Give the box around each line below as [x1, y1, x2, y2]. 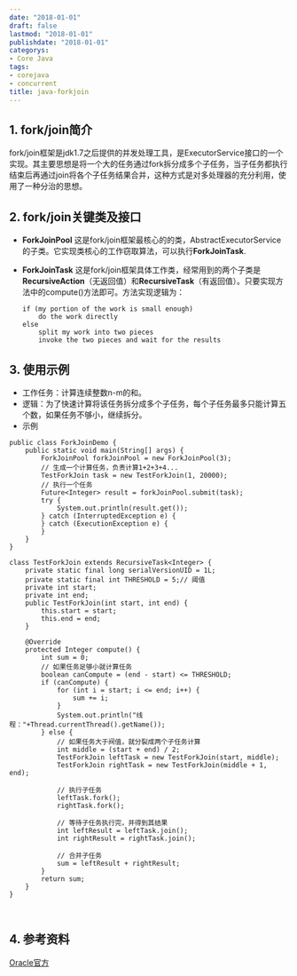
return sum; [41, 874, 86, 884]
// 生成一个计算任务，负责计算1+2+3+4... [41, 463, 179, 472]
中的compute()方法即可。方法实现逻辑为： [29, 287, 185, 298]
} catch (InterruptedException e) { [41, 512, 176, 520]
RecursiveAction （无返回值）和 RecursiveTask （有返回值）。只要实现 [21, 276, 277, 287]
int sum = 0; [41, 653, 90, 662]
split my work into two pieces [38, 328, 154, 337]
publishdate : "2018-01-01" [9, 37, 109, 47]
